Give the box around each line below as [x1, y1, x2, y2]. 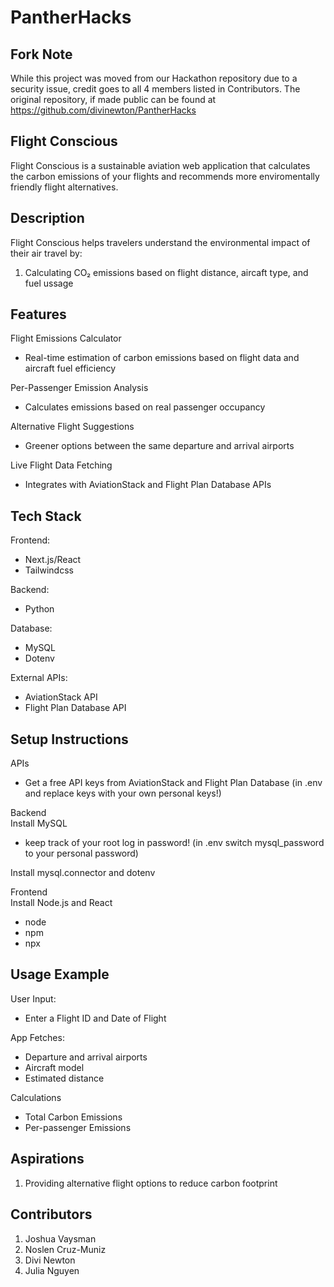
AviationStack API [24, 691, 98, 703]
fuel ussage [24, 277, 74, 289]
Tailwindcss [24, 564, 74, 576]
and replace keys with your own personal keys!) [24, 787, 222, 800]
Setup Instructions [10, 731, 129, 748]
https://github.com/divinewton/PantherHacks [10, 104, 197, 116]
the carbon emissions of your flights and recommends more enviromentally [10, 170, 320, 182]
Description [10, 210, 85, 227]
